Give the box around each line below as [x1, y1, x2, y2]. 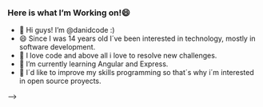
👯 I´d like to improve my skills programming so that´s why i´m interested [18, 68, 255, 77]
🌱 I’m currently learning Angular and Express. [18, 59, 169, 69]
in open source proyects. [18, 76, 102, 86]
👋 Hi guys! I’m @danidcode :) [18, 26, 115, 35]
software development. [18, 42, 96, 52]
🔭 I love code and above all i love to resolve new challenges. [18, 51, 217, 61]
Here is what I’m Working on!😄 [7, 7, 131, 18]
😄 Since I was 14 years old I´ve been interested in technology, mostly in [18, 34, 257, 43]
